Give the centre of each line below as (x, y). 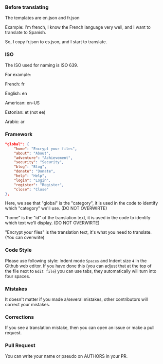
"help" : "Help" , (30, 176)
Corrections (19, 317)
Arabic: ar (15, 121)
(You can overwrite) (25, 238)
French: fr (15, 84)
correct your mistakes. (27, 304)
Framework (19, 134)
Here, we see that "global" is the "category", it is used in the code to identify (81, 203)
